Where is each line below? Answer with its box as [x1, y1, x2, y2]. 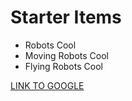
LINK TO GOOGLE [10, 79, 85, 91]
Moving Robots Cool [24, 49, 109, 61]
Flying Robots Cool [24, 60, 103, 72]
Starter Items [10, 6, 122, 29]
